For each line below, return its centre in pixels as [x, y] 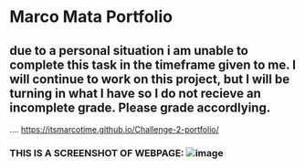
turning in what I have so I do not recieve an [136, 93]
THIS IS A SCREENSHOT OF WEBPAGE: [97, 152]
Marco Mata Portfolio [91, 17]
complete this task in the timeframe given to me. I [153, 64]
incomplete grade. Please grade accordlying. [140, 107]
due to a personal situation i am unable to [129, 51]
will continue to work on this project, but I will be [150, 79]
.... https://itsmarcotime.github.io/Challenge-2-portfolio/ [114, 129]
